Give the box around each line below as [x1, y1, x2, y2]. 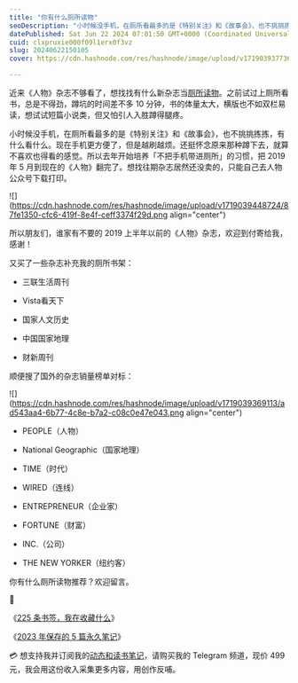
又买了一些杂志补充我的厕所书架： [9, 258, 134, 268]
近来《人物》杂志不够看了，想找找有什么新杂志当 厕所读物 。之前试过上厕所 [9, 88, 281, 98]
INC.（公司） [21, 538, 70, 549]
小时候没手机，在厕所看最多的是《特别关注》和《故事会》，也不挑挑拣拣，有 [9, 129, 286, 138]
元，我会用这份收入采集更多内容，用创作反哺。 [9, 664, 180, 674]
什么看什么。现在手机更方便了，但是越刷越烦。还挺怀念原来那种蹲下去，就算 [9, 139, 289, 150]
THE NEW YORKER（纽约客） [21, 558, 130, 568]
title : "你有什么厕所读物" [9, 12, 98, 22]
